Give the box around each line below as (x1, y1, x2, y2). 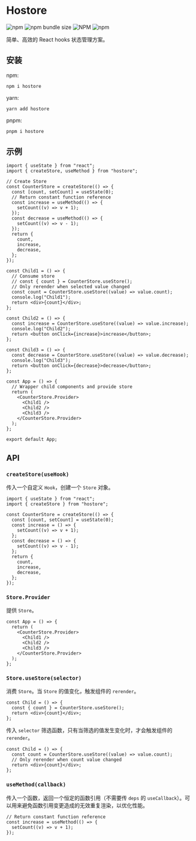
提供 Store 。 (6, 607, 37, 614)
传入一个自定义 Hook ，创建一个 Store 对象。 (6, 484, 114, 491)
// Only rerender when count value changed (11, 757, 122, 763)
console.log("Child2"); (11, 326, 71, 332)
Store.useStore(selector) (6, 675, 82, 682)
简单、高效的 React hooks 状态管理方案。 (6, 35, 108, 43)
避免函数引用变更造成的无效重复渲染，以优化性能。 (22, 801, 148, 809)
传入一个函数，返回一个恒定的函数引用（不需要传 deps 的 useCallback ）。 (6, 794, 185, 801)
